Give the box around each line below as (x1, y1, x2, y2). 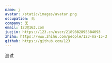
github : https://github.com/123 (5, 39, 70, 44)
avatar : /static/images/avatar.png (5, 12, 77, 16)
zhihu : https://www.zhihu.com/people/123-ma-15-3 (5, 34, 108, 39)
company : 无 (5, 20, 29, 26)
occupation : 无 (5, 16, 35, 21)
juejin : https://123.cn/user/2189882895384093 (5, 30, 101, 34)
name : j (5, 7, 21, 12)
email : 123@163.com (5, 25, 45, 30)
